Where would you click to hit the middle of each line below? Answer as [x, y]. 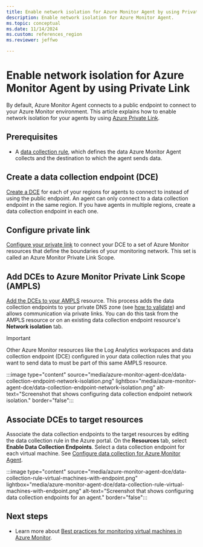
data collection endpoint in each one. [52, 211]
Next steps [27, 516]
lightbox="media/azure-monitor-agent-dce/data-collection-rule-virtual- [95, 485]
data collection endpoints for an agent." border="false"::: [77, 497]
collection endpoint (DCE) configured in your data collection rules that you [99, 357]
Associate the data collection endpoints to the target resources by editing [98, 434]
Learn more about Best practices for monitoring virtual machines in [98, 531]
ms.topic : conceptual [34, 23]
